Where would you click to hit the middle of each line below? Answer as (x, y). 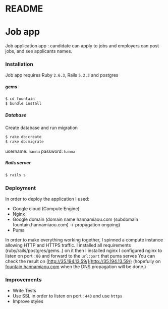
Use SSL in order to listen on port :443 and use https (67, 296)
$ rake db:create (23, 137)
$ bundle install (23, 104)
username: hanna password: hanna (40, 151)
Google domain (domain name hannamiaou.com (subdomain (75, 219)
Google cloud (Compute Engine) (46, 209)
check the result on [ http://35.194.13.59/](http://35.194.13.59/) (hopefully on (83, 261)
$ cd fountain (20, 99)
